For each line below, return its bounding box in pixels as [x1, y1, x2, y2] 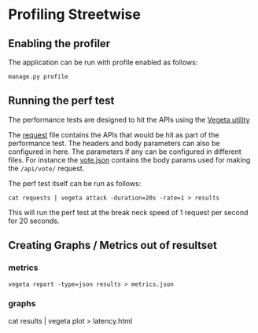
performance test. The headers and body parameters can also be [8, 138, 220, 148]
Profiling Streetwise [8, 5, 142, 24]
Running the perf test [8, 94, 115, 108]
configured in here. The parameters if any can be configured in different [8, 147, 241, 156]
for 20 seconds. [8, 216, 60, 225]
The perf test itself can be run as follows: [8, 178, 142, 188]
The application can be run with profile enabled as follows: [8, 57, 198, 67]
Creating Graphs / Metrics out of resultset [8, 239, 218, 252]
